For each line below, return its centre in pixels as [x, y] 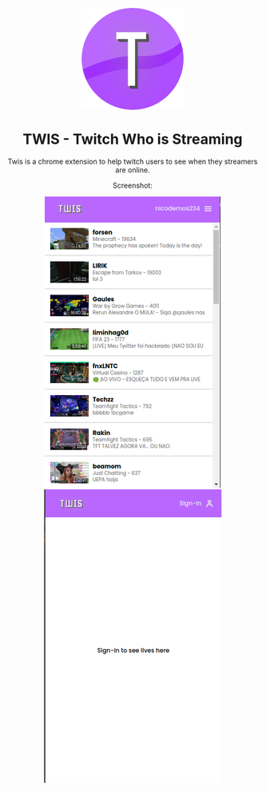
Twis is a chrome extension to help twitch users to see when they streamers [133, 161]
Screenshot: [133, 185]
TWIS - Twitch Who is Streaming [133, 139]
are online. [133, 170]
